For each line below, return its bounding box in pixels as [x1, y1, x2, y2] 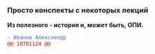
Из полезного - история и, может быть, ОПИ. [7, 21, 144, 29]
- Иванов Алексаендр [7, 34, 67, 41]
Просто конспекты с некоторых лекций [7, 5, 149, 15]
